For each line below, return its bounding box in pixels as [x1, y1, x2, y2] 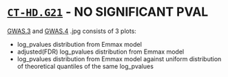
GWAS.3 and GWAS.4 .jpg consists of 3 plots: [7, 27, 136, 35]
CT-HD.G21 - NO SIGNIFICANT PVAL [7, 4, 209, 20]
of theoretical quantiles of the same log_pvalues [17, 62, 154, 70]
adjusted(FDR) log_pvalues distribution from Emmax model [17, 47, 185, 56]
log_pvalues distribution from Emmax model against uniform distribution [17, 54, 222, 63]
